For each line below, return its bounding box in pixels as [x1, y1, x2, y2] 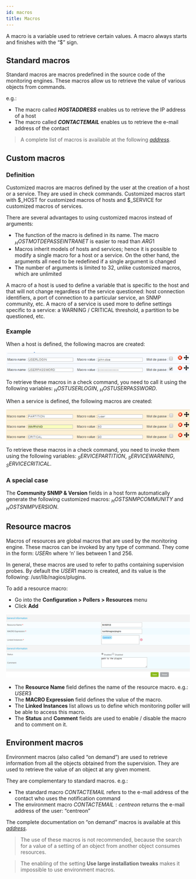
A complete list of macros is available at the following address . [20, 136, 171, 143]
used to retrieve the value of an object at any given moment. [6, 765, 151, 772]
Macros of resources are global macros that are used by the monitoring [6, 537, 178, 544]
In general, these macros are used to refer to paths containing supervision [6, 561, 184, 568]
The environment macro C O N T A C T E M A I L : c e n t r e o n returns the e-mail [14, 801, 185, 808]
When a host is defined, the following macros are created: [6, 341, 145, 348]
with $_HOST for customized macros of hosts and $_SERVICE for [6, 197, 163, 203]
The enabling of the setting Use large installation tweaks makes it [20, 860, 180, 867]
